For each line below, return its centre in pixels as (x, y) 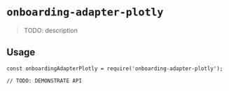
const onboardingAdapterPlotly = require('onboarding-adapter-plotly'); (115, 69)
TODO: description (51, 30)
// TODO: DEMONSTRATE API (44, 80)
